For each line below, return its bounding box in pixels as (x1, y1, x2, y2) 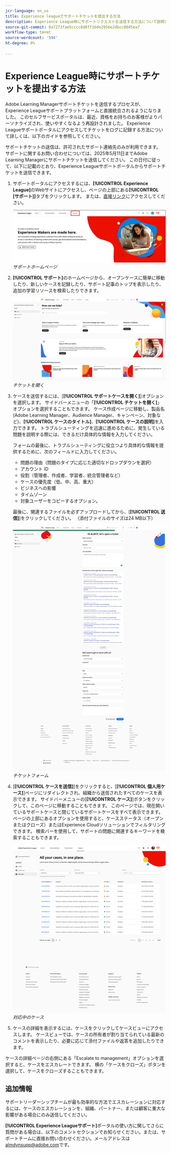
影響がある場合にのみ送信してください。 (5, 1112, 90, 1118)
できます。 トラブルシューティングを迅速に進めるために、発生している (17, 425, 165, 431)
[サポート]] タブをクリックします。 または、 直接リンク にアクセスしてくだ (12, 193, 165, 199)
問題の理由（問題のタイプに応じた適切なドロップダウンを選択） (20, 459, 154, 465)
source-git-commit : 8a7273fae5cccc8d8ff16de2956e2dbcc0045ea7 (5, 25, 140, 30)
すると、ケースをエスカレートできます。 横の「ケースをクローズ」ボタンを (9, 1061, 166, 1068)
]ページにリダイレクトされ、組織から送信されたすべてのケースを (23, 790, 158, 796)
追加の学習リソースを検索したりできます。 (12, 287, 102, 294)
